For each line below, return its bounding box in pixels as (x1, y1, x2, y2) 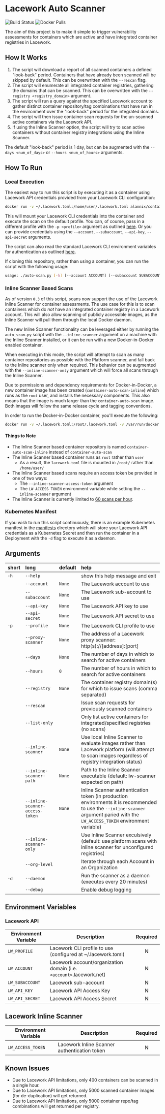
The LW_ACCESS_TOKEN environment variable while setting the (19, 485, 140, 491)
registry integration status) (81, 758, 142, 765)
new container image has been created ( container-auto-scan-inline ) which (5, 387, 159, 393)
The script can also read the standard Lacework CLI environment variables (5, 244, 156, 250)
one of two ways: (12, 475, 48, 481)
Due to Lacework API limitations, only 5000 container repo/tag (12, 1098, 138, 1104)
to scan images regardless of (81, 752, 148, 759)
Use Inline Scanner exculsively (81, 831, 152, 838)
